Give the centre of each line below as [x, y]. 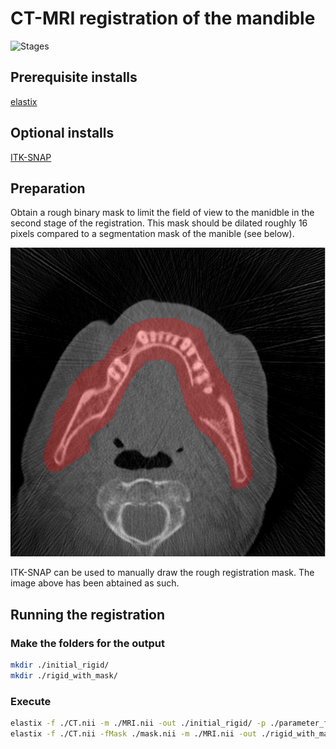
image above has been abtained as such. [95, 583]
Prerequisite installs [74, 77]
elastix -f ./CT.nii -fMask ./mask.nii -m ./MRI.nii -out [133, 733]
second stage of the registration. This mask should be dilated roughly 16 [159, 223]
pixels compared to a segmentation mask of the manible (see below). [152, 234]
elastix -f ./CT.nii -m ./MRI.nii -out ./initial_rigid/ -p [138, 723]
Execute [31, 701]
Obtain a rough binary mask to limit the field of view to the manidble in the [162, 213]
